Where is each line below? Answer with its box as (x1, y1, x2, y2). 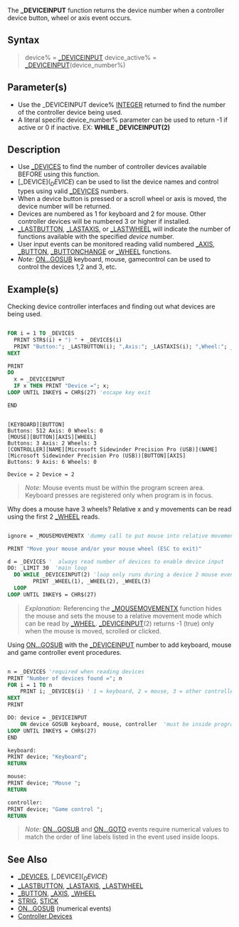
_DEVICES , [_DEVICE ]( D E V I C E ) (17, 872, 108, 883)
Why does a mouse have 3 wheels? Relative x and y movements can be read (7, 504, 232, 513)
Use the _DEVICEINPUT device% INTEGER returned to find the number (17, 100, 226, 109)
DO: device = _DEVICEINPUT (7, 714, 87, 722)
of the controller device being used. (17, 108, 123, 116)
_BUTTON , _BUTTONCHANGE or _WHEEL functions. (17, 247, 172, 256)
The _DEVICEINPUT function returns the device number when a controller (7, 6, 225, 14)
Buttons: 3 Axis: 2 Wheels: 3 (7, 440, 97, 447)
